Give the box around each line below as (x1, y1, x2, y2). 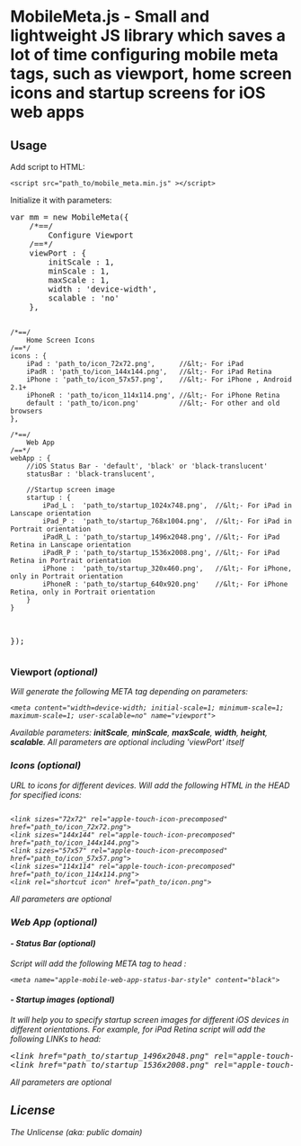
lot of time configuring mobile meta (10, 45, 279, 65)
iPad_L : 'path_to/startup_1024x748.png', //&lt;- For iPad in (42, 501, 293, 510)
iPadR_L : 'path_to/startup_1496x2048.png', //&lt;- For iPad (42, 533, 280, 542)
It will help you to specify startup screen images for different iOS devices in (10, 1014, 289, 1025)
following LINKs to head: (10, 1033, 102, 1044)
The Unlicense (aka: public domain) (10, 1126, 143, 1137)
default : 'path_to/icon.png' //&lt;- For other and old (26, 398, 280, 407)
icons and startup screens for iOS (10, 83, 266, 103)
